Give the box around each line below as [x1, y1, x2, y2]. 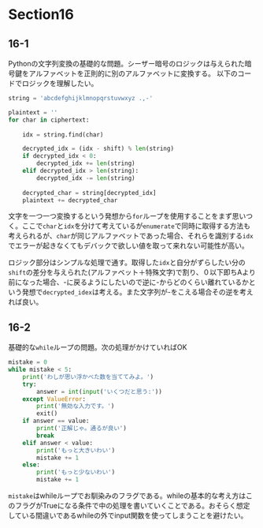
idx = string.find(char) [22, 130, 104, 139]
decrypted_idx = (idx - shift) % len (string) [22, 144, 175, 153]
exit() [36, 410, 58, 418]
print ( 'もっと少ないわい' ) [36, 468, 116, 477]
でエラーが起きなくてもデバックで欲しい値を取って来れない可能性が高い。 [8, 241, 250, 250]
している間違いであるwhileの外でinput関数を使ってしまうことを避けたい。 [8, 511, 248, 520]
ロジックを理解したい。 [21, 79, 98, 88]
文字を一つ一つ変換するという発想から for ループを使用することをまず [8, 212, 232, 221]
